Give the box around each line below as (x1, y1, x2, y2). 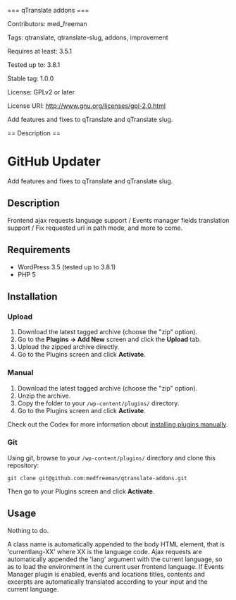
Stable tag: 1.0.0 (7, 74, 54, 82)
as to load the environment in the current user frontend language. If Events (7, 562, 224, 570)
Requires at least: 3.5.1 (7, 47, 73, 55)
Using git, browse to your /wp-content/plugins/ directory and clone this (7, 453, 216, 462)
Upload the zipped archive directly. (17, 343, 120, 351)
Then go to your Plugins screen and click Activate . (7, 486, 155, 496)
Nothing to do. (7, 526, 49, 534)
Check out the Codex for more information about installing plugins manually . (7, 420, 228, 429)
